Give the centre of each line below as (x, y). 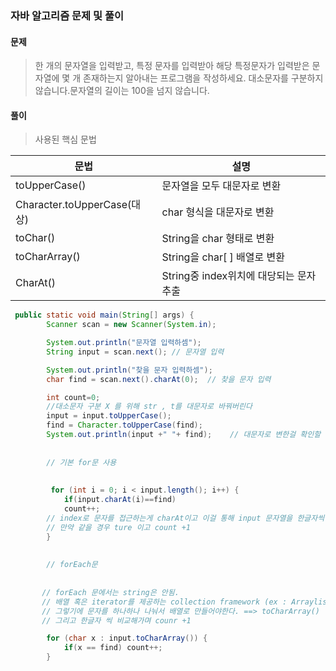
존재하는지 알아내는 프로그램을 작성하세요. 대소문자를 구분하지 (203, 78)
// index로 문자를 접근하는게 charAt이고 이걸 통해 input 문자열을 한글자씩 (185, 518)
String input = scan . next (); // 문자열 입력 (135, 352)
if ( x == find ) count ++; (113, 648)
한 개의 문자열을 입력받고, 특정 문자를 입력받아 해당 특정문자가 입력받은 (172, 66)
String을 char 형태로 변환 (218, 239)
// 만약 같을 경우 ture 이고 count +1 (118, 527)
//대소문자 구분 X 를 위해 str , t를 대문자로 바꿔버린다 (149, 407)
